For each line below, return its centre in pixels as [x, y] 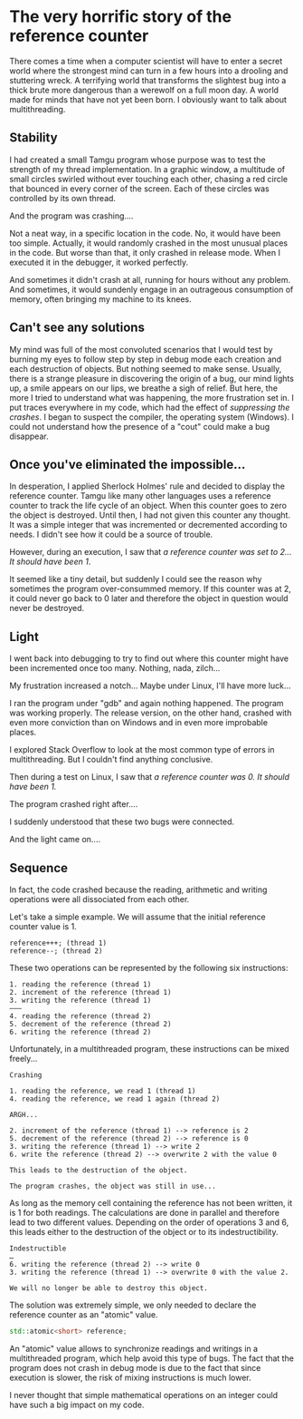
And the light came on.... [55, 840]
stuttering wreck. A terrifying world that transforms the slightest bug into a [148, 80]
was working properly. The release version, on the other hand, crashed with [151, 713]
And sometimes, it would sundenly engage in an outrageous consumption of [151, 289]
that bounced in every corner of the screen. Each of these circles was [139, 189]
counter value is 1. [43, 926]
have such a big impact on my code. [77, 1404]
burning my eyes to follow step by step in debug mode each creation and [146, 359]
